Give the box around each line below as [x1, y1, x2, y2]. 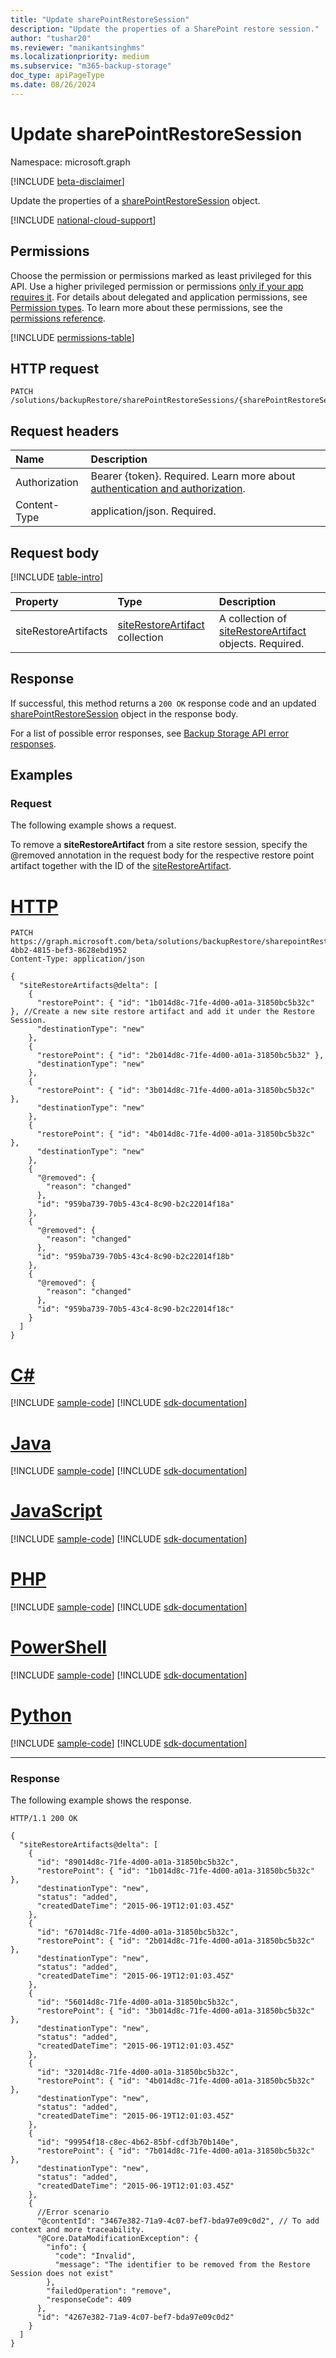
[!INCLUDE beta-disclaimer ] [10, 175, 125, 187]
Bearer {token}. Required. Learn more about [90, 469, 296, 483]
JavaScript [10, 1500, 103, 1523]
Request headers [10, 422, 120, 440]
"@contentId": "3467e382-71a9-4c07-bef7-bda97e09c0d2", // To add [36, 2216, 320, 2226]
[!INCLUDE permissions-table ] [10, 331, 135, 343]
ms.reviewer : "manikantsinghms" [10, 42, 145, 53]
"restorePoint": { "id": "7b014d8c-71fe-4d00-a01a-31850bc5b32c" [36, 2146, 315, 2156]
